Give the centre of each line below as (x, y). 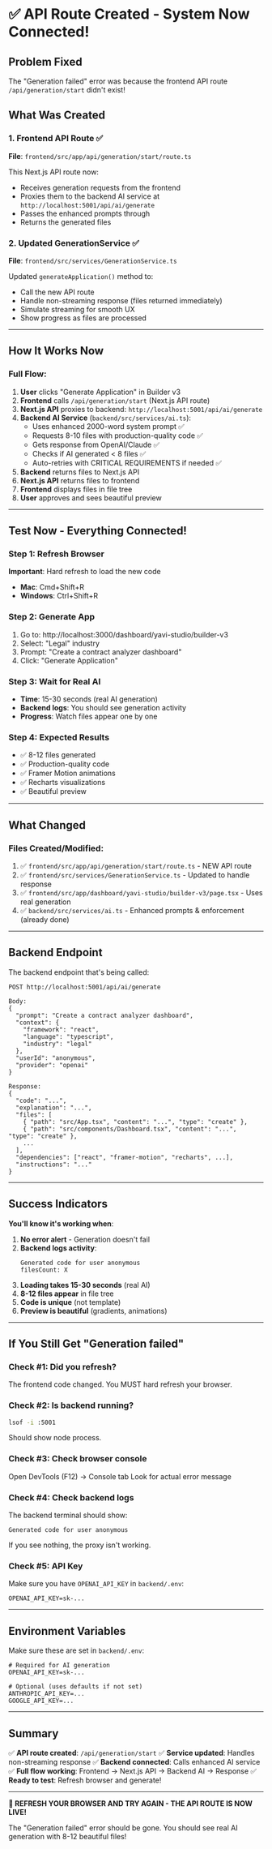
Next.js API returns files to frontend (80, 480)
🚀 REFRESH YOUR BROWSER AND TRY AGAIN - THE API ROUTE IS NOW (130, 1803)
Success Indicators (58, 1204)
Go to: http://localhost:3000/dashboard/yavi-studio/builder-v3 (124, 634)
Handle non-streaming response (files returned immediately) (121, 300)
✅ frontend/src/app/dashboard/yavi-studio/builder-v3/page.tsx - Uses (141, 892)
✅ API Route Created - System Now (129, 14)
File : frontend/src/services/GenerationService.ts (93, 260)
